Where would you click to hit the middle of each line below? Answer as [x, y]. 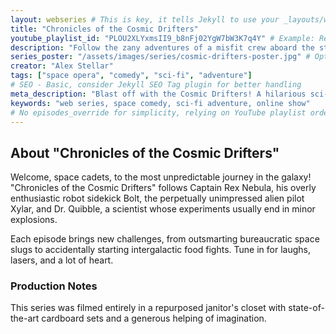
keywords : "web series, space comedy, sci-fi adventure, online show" [160, 103]
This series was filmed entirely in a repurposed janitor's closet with [148, 308]
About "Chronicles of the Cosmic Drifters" [145, 152]
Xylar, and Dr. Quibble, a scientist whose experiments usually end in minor [163, 209]
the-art [25, 318]
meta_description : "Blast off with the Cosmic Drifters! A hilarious [158, 94]
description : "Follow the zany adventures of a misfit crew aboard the [162, 47]
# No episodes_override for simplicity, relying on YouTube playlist [158, 112]
